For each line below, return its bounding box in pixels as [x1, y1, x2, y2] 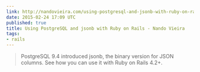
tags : [6, 31, 20, 37]
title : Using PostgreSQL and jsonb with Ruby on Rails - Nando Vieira [6, 25, 185, 32]
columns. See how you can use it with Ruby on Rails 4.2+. [20, 59, 162, 66]
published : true [6, 20, 46, 26]
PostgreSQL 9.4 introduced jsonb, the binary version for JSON [20, 53, 174, 60]
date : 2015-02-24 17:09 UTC [6, 14, 76, 20]
